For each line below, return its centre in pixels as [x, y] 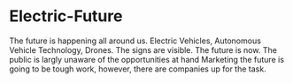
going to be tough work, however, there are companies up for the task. [138, 69]
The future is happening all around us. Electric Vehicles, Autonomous [135, 41]
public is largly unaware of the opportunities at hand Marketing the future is [147, 59]
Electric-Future [66, 16]
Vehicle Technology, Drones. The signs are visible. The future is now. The [143, 49]
